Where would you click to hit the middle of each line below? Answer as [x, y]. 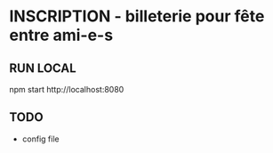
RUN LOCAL [43, 68]
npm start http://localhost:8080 [67, 89]
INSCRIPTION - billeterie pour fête [137, 16]
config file [40, 139]
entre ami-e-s [61, 35]
